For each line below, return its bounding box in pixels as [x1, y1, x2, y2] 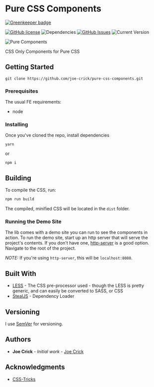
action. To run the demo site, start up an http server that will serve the [5, 235, 148, 241]
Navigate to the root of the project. [5, 245, 76, 252]
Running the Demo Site [5, 218, 62, 225]
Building [5, 174, 31, 182]
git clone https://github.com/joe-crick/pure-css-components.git [5, 76, 143, 81]
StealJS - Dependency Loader [12, 293, 75, 299]
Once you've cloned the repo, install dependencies [5, 132, 110, 138]
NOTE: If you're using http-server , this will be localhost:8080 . [5, 255, 133, 261]
